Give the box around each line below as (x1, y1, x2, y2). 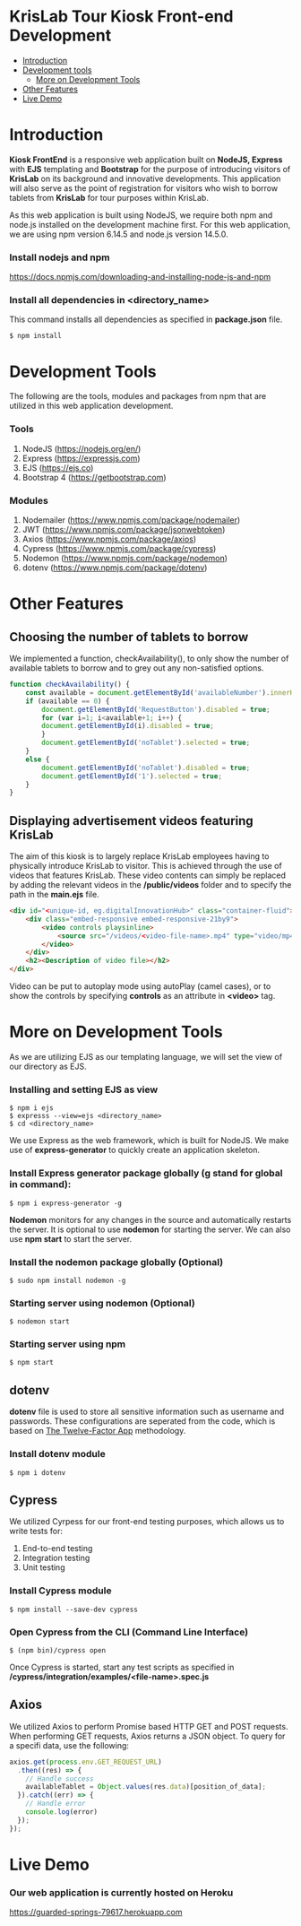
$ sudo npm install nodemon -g (9, 1276, 126, 1285)
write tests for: (9, 1526, 64, 1537)
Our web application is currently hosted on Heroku (9, 1886, 234, 1898)
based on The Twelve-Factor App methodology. (9, 1426, 186, 1436)
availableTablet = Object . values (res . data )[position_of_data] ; (25, 1783, 267, 1792)
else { (25, 755, 50, 764)
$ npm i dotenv (9, 1468, 66, 1477)
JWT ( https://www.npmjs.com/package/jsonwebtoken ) (21, 525, 226, 534)
